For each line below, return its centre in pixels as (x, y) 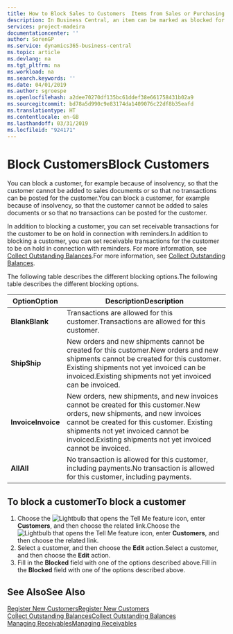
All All (20, 468)
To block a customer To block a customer (96, 502)
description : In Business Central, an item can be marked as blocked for (116, 20)
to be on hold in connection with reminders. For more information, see (107, 249)
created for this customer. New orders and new (143, 350)
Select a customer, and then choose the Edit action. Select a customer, (118, 548)
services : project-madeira (46, 26)
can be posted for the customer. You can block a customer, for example (109, 198)
